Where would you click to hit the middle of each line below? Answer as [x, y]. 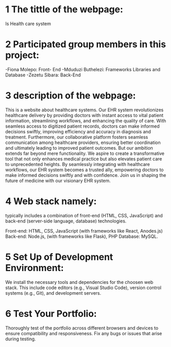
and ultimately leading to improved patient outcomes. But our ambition [79, 148]
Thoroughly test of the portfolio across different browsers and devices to [82, 328]
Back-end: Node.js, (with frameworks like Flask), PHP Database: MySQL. [82, 236]
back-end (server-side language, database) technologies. [66, 221]
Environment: [34, 268]
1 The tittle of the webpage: [64, 9]
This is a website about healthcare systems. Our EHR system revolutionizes [84, 110]
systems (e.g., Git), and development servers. [53, 293]
